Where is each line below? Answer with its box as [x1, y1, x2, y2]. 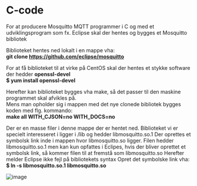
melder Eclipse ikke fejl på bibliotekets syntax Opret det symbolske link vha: [6, 155, 190, 163]
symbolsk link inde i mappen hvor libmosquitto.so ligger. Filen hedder [6, 137, 174, 144]
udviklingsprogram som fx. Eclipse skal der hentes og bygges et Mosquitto [6, 29, 187, 36]
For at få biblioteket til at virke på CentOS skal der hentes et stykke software [6, 64, 191, 71]
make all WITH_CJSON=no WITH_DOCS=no [6, 113, 116, 120]
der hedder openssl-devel [6, 70, 71, 77]
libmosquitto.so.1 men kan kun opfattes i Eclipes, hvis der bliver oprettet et [6, 143, 186, 150]
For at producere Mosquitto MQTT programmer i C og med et [6, 23, 155, 30]
